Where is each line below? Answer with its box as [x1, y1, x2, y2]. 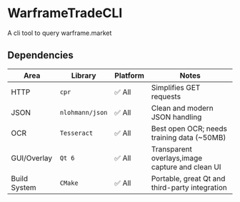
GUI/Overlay [11, 153, 53, 163]
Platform [114, 70, 145, 80]
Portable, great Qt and [151, 173, 226, 183]
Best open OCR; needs [151, 123, 227, 133]
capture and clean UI [151, 162, 221, 172]
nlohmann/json [59, 108, 108, 116]
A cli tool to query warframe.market [7, 29, 112, 37]
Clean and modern [151, 103, 214, 113]
